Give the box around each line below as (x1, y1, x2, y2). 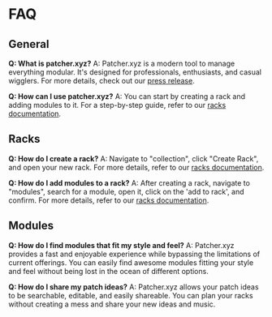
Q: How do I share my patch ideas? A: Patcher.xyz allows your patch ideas (8, 281, 259, 292)
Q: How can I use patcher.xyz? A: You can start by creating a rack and (8, 92, 246, 101)
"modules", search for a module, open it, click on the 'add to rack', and (8, 186, 245, 196)
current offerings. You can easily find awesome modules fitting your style (8, 257, 254, 268)
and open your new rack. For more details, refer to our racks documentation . (8, 162, 265, 172)
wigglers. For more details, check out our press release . (8, 76, 195, 85)
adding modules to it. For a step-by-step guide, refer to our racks (8, 101, 227, 109)
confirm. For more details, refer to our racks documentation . (8, 195, 209, 205)
